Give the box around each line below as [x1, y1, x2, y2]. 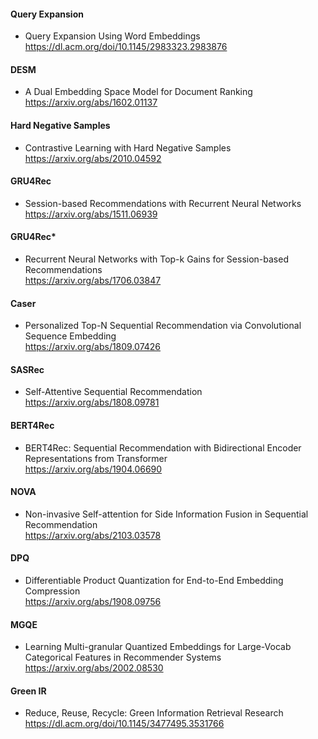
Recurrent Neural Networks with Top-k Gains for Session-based [24, 253, 289, 265]
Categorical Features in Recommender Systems [24, 651, 222, 664]
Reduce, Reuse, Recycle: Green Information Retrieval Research [24, 707, 284, 719]
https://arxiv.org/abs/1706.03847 [24, 275, 162, 287]
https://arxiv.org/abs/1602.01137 [24, 96, 158, 109]
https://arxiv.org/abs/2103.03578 [24, 529, 162, 541]
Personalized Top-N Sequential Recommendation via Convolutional [24, 320, 302, 332]
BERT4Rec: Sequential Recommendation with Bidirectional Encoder [24, 441, 302, 454]
